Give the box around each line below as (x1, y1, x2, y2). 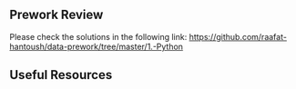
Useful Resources (9, 67, 113, 83)
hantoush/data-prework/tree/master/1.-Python (9, 41, 184, 52)
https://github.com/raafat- (189, 31, 287, 42)
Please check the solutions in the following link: (9, 31, 188, 42)
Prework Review (9, 7, 104, 23)
